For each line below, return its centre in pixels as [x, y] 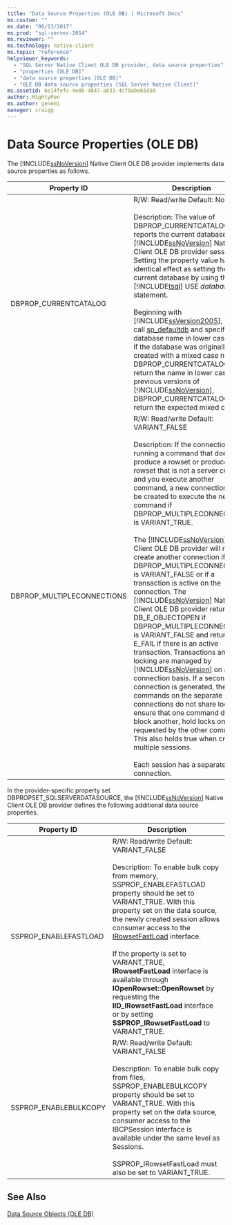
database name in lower [172, 338]
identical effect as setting [174, 269]
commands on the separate [178, 695]
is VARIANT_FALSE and [171, 635]
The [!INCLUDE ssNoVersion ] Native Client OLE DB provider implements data [116, 163]
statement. [151, 295]
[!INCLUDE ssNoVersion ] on [178, 669]
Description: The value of [174, 217]
